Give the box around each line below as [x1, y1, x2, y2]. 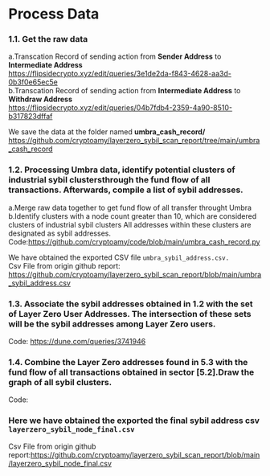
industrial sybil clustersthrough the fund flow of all [8, 174, 211, 186]
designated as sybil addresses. [8, 228, 111, 238]
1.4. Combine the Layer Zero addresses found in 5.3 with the [8, 357, 248, 367]
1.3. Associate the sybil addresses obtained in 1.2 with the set [8, 298, 253, 310]
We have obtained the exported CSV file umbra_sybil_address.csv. [8, 252, 230, 262]
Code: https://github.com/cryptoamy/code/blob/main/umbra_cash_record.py [8, 236, 260, 246]
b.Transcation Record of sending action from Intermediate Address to [8, 86, 241, 96]
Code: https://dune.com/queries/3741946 [8, 337, 146, 347]
